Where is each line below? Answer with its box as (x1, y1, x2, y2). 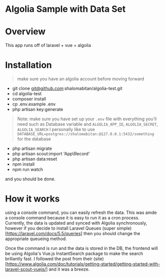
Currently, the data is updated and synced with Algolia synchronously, (5, 220, 148, 226)
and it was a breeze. (48, 266, 90, 272)
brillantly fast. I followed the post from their (5, 256, 93, 262)
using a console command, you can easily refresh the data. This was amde (5, 209, 157, 215)
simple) (116, 225, 132, 231)
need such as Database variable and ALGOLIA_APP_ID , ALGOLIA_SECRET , (17, 121, 159, 127)
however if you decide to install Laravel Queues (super (5, 225, 116, 231)
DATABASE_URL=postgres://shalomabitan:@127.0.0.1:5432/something (17, 132, 154, 137)
